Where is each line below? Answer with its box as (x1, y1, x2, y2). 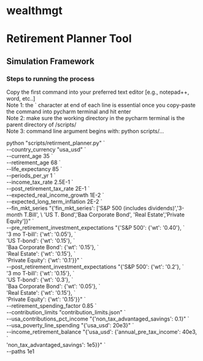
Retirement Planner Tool (6, 32, 132, 46)
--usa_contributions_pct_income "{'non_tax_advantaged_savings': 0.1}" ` (6, 315, 190, 322)
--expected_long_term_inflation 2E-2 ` (6, 198, 102, 205)
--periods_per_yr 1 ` (6, 172, 56, 180)
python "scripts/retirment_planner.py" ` (6, 139, 105, 147)
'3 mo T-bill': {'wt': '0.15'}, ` (6, 270, 75, 277)
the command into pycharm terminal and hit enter (6, 108, 132, 115)
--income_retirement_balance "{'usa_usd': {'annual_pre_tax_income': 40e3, (6, 329, 197, 336)
